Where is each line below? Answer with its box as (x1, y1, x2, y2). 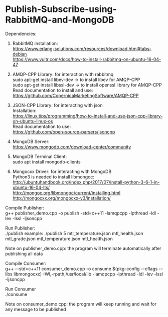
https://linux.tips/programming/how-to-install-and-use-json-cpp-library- (12, 112, 163, 118)
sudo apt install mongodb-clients (12, 158, 81, 164)
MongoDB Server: (12, 138, 50, 144)
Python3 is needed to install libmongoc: (12, 173, 94, 179)
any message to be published (5, 306, 66, 312)
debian (12, 51, 27, 57)
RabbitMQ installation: (12, 40, 58, 46)
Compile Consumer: (5, 260, 47, 266)
